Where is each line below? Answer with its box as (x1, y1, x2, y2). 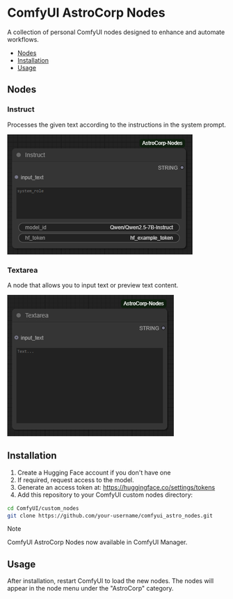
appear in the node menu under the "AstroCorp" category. (7, 584, 174, 593)
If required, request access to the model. (17, 475, 134, 484)
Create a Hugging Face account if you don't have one (17, 468, 171, 477)
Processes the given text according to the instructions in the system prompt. (7, 120, 226, 129)
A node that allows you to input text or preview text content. (7, 280, 179, 289)
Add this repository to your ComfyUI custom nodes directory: (17, 490, 193, 499)
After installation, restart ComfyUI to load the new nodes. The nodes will (7, 577, 214, 585)
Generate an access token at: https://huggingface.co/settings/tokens (17, 483, 216, 491)
